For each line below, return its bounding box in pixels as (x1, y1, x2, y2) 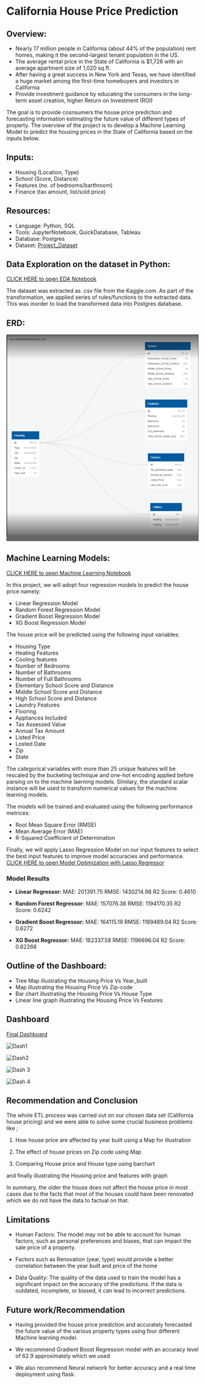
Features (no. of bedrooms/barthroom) (15, 182, 113, 189)
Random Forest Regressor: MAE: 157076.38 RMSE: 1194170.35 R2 (15, 900, 181, 907)
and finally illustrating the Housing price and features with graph (6, 1172, 168, 1179)
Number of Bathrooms (15, 668, 71, 676)
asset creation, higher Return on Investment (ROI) (28, 97, 153, 104)
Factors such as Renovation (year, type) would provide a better (15, 1256, 174, 1263)
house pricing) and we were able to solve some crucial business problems (6, 1118, 193, 1125)
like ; (6, 1125, 18, 1132)
